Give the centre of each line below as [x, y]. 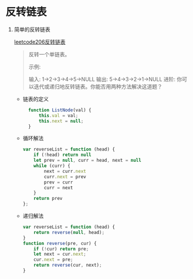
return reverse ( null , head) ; [69, 232]
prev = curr [58, 182]
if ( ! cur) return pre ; [61, 249]
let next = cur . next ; [60, 254]
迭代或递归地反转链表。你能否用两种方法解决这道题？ [98, 86]
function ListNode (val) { [60, 110]
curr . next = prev [65, 176]
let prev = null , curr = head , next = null [87, 161]
